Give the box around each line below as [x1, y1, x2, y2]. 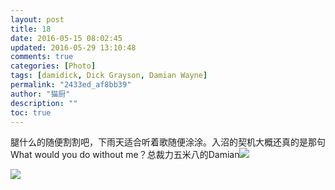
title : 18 [10, 24, 52, 34]
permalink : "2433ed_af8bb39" [10, 80, 132, 90]
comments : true [10, 52, 74, 62]
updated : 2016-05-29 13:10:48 [10, 42, 137, 53]
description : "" [10, 98, 78, 108]
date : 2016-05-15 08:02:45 [10, 33, 123, 43]
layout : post [10, 14, 65, 25]
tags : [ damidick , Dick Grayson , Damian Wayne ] [10, 71, 208, 81]
